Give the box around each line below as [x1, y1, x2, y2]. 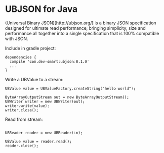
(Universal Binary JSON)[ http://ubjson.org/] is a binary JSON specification [5, 20, 157, 26]
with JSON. [5, 36, 28, 42]
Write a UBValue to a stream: [5, 76, 64, 82]
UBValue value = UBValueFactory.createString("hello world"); [5, 86, 136, 91]
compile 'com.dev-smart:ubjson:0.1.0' [9, 59, 90, 64]
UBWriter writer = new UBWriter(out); [5, 99, 85, 104]
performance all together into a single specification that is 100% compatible [5, 30, 160, 36]
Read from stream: [5, 116, 43, 122]
